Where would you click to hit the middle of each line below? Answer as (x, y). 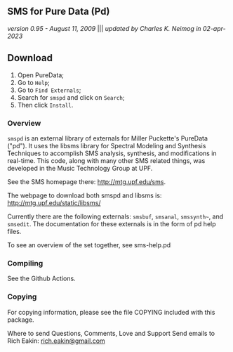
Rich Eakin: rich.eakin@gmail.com (56, 341)
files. (14, 231)
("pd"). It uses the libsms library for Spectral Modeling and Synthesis (107, 145)
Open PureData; (41, 75)
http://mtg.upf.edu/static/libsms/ (54, 202)
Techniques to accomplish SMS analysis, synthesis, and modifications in (112, 153)
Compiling (25, 263)
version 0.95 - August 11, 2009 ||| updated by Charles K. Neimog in (104, 28)
